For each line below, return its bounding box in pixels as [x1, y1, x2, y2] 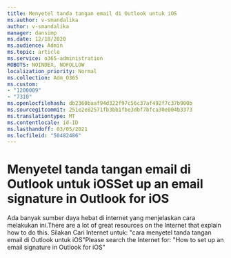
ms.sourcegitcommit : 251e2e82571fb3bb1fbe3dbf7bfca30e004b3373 [7, 106, 193, 113]
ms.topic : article [7, 49, 60, 56]
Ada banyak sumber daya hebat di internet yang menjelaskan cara [7, 214, 196, 222]
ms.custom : [7, 81, 39, 88]
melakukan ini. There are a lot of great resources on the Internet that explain [7, 221, 222, 230]
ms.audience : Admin [7, 42, 63, 49]
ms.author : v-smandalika [7, 17, 79, 23]
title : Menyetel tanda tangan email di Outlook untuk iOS [7, 10, 177, 17]
